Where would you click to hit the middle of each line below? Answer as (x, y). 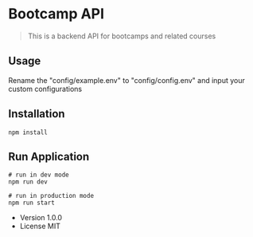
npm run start (32, 203)
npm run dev (28, 182)
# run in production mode (51, 196)
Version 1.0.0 (41, 218)
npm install (28, 132)
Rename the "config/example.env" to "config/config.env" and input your (127, 80)
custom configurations (45, 89)
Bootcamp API (56, 14)
